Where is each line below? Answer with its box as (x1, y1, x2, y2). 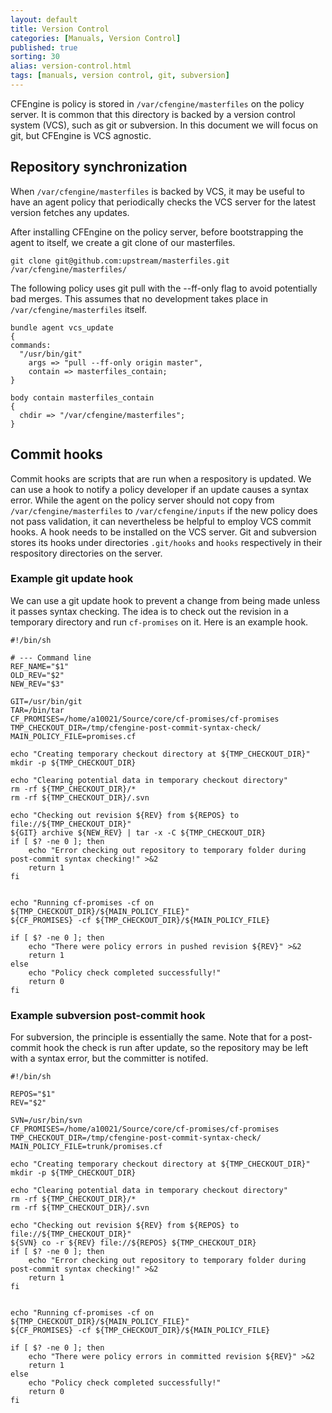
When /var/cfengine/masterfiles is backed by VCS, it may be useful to (10, 185, 305, 197)
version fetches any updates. (10, 206, 130, 218)
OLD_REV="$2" (10, 670, 65, 680)
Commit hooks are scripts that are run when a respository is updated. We (10, 472, 312, 485)
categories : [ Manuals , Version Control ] (10, 33, 182, 43)
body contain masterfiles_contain (10, 392, 155, 403)
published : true (10, 42, 78, 53)
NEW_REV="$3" (10, 679, 65, 689)
